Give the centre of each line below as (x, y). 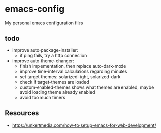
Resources (22, 113)
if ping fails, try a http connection (53, 55)
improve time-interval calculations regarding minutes (73, 71)
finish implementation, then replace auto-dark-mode (73, 66)
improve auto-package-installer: (45, 50)
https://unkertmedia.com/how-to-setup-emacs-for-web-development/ (84, 125)
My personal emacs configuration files (44, 23)
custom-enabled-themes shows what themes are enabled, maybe (87, 87)
